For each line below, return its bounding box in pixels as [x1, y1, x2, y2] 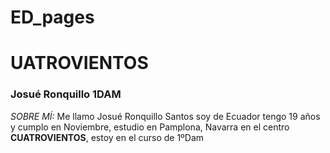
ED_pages [10, 6, 95, 29]
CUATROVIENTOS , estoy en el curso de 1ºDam [10, 131, 205, 143]
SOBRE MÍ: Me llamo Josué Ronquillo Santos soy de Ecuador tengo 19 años [10, 110, 321, 122]
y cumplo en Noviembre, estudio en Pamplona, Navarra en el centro [10, 121, 290, 133]
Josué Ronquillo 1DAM [10, 87, 122, 101]
